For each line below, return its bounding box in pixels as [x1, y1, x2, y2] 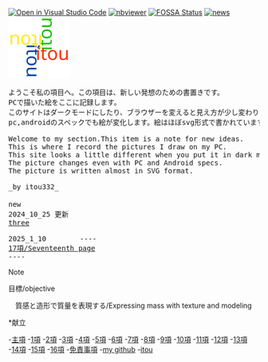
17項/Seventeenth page [8, 244, 96, 253]
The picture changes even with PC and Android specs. [8, 158, 223, 167]
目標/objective [8, 284, 56, 293]
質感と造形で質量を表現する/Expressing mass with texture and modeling [14, 300, 253, 310]
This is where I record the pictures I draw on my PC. [8, 142, 227, 151]
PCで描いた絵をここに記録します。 [8, 98, 121, 107]
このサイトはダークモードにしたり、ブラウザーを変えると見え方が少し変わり [8, 108, 260, 117]
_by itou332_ [8, 182, 60, 191]
